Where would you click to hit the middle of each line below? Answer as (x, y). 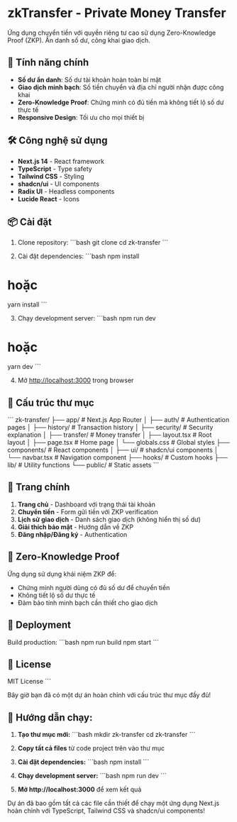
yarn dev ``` (24, 367)
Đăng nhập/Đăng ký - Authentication (72, 534)
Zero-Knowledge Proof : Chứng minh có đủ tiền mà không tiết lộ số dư (121, 102)
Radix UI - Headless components (66, 191)
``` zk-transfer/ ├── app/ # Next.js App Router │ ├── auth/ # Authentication (118, 420)
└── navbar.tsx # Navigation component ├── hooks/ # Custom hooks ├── (118, 457)
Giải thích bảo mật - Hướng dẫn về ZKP (75, 527)
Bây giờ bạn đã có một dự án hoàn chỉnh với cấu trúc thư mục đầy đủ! (109, 695)
